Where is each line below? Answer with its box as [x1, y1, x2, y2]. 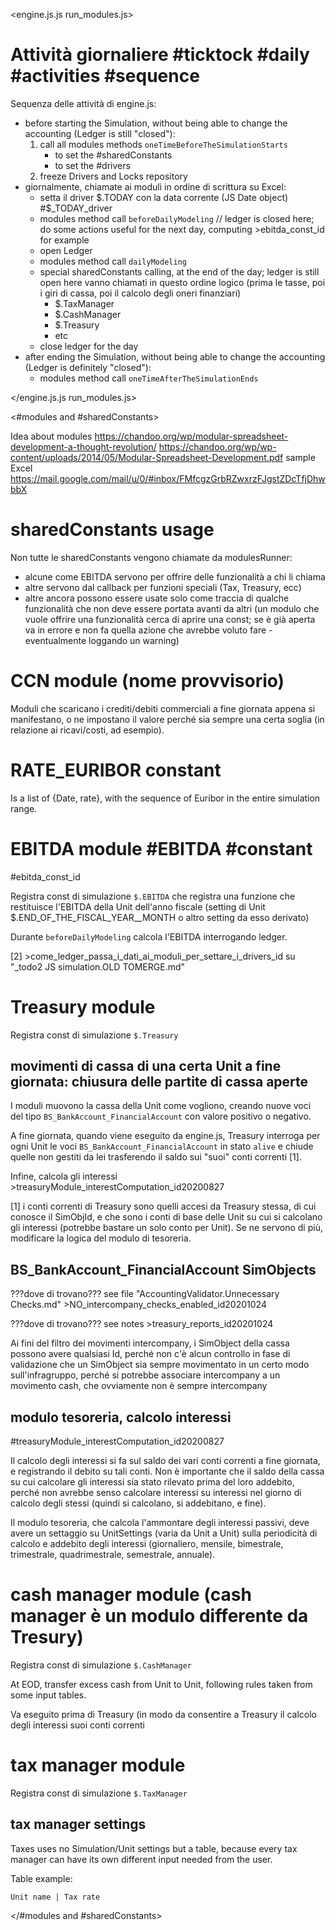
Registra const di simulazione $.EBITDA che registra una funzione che [10, 890, 296, 902]
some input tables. [10, 1689, 87, 1701]
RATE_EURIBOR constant [10, 759, 222, 781]
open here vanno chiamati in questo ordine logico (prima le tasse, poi [39, 276, 326, 288]
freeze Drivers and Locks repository [39, 170, 188, 182]
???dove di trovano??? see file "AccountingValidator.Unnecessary [10, 1288, 280, 1300]
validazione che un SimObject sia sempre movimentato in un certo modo [10, 1359, 310, 1371]
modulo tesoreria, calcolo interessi [10, 1409, 232, 1426]
